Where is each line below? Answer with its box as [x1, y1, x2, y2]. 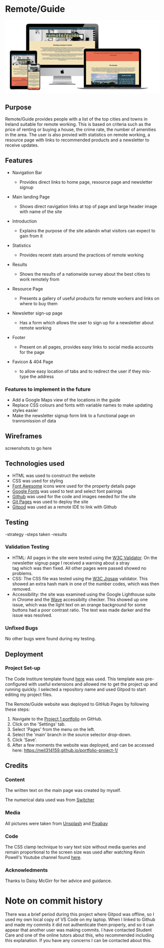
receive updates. [5, 142, 39, 148]
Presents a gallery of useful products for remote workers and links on [19, 295, 160, 301]
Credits [5, 761, 28, 770]
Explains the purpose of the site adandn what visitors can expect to [19, 227, 156, 233]
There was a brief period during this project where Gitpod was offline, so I [5, 912, 154, 917]
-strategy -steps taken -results [5, 531, 67, 537]
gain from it [19, 233, 43, 239]
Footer [12, 334, 26, 340]
